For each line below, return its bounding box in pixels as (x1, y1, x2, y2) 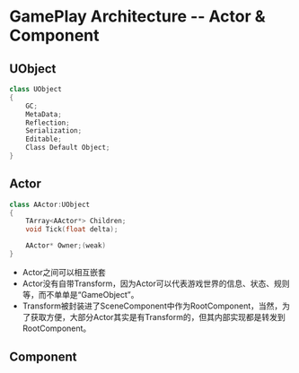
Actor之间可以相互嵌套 (22, 266, 106, 277)
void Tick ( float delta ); (25, 225, 119, 234)
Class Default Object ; (25, 143, 110, 152)
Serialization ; (25, 126, 83, 135)
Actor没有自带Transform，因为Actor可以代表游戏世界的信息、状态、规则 (22, 278, 290, 289)
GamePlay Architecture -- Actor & (9, 6, 267, 27)
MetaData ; (25, 109, 63, 118)
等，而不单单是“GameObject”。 (22, 289, 139, 299)
